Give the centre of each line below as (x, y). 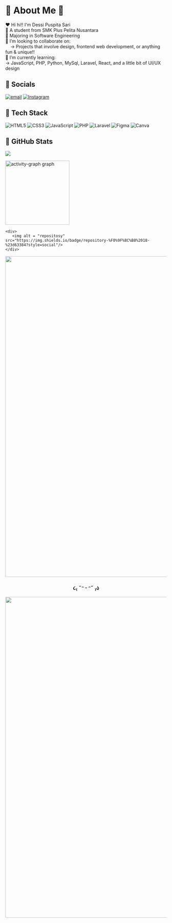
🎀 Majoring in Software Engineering (43, 35)
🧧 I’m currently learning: (31, 57)
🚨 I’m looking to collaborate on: (38, 41)
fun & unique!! (20, 52)
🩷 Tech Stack (27, 113)
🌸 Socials (20, 84)
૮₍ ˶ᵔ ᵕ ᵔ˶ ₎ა (86, 588)
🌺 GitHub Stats (29, 141)
